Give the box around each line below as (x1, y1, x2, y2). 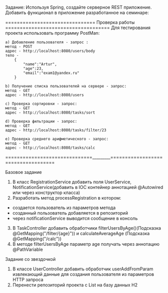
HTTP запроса (12, 276, 44, 282)
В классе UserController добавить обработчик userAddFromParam (12, 266, 153, 272)
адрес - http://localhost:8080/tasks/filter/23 (5, 128, 107, 133)
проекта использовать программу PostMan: (5, 30, 100, 36)
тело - (5, 53, 19, 58)
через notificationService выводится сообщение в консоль (12, 216, 138, 221)
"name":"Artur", (23, 62, 57, 67)
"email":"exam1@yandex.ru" (23, 70, 80, 75)
